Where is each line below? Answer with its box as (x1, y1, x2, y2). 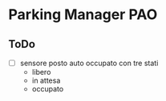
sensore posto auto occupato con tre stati (19, 58, 159, 68)
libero (31, 68, 51, 77)
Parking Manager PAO (8, 6, 158, 24)
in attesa (31, 76, 61, 85)
